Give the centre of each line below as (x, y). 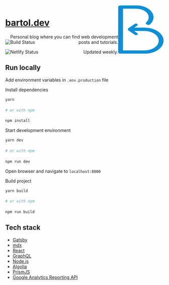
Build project (18, 181)
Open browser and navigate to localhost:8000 (53, 171)
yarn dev (14, 140)
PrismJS (21, 272)
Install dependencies (27, 90)
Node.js (21, 261)
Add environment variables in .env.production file (57, 80)
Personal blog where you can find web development (64, 37)
